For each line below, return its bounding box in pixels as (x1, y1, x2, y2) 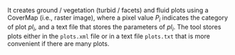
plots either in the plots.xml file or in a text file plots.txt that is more (7, 32, 210, 40)
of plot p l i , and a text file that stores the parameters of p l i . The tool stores (7, 23, 221, 32)
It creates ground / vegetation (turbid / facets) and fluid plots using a (7, 6, 209, 14)
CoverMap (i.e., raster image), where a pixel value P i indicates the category (7, 13, 229, 23)
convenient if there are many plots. (7, 39, 110, 48)
